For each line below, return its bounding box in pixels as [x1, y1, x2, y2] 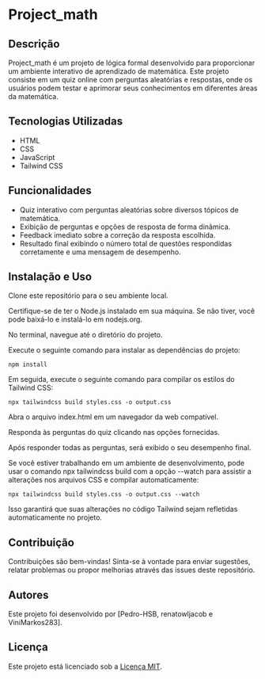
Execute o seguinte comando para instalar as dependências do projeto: [8, 345, 240, 355]
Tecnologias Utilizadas [8, 115, 123, 128]
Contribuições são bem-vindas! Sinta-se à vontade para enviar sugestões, [8, 557, 251, 566]
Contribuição [8, 536, 75, 549]
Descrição [8, 37, 60, 51]
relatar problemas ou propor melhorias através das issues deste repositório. [8, 565, 256, 575]
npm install [8, 360, 47, 369]
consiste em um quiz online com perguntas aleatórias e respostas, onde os [8, 75, 253, 84]
